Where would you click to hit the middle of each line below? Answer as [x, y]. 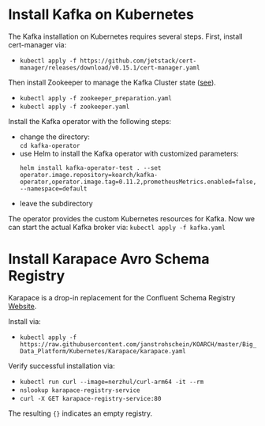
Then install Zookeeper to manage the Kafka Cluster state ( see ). [112, 82]
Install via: [24, 321]
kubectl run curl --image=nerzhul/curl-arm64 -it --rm [112, 382]
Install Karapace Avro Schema [109, 259]
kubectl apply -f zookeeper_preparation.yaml [95, 98]
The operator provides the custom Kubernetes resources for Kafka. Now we [131, 218]
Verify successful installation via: [62, 366]
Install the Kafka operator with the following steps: [90, 121]
